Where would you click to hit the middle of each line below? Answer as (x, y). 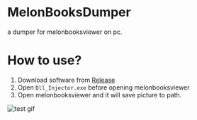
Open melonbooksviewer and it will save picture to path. (100, 95)
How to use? (45, 60)
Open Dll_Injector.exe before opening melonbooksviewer (103, 87)
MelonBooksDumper (69, 12)
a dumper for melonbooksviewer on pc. (65, 32)
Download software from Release (66, 80)
